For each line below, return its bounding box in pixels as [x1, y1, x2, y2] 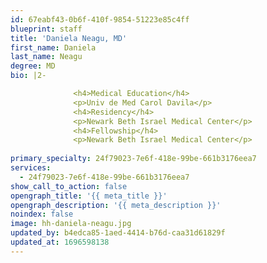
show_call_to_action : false [10, 181, 128, 191]
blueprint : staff [10, 24, 83, 34]
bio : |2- [10, 71, 47, 81]
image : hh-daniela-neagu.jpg [10, 219, 132, 229]
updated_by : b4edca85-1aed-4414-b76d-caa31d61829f [10, 228, 226, 238]
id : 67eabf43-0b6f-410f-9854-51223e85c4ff [10, 14, 190, 25]
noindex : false [10, 209, 74, 220]
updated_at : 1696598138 [10, 237, 110, 247]
